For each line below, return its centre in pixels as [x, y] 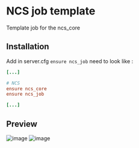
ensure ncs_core [26, 88]
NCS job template [51, 11]
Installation [28, 47]
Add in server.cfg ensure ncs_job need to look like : [70, 61]
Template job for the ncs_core [43, 28]
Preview [22, 124]
